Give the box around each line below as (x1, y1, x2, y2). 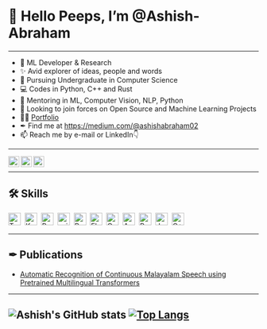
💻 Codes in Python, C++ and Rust (19, 83, 133, 94)
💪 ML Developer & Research (19, 57, 112, 67)
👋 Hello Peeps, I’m (8, 7, 130, 25)
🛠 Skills (8, 187, 49, 201)
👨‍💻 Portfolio (19, 112, 60, 122)
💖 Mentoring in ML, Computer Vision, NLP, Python (19, 95, 184, 105)
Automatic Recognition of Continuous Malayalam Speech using (19, 269, 226, 279)
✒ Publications (8, 248, 83, 261)
